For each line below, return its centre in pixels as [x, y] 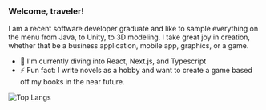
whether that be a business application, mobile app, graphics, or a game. [129, 46]
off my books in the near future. [72, 82]
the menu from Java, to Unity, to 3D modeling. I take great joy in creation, [129, 37]
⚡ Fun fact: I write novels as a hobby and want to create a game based [136, 71]
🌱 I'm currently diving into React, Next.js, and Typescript [113, 61]
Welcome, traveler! [46, 11]
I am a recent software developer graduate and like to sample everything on [133, 29]
